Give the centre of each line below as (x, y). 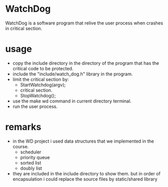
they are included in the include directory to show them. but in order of (87, 173)
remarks (23, 127)
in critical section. (24, 28)
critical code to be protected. (43, 68)
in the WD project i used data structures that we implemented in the (83, 141)
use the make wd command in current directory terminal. (72, 101)
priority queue (35, 157)
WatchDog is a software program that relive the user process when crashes (84, 23)
